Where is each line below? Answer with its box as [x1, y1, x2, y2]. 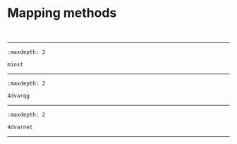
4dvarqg [7, 92, 30, 100]
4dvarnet [7, 124, 33, 131]
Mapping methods [7, 5, 117, 21]
